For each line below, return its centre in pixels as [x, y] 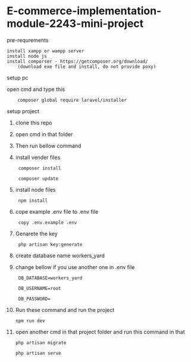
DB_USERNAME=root [40, 288]
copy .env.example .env [48, 222]
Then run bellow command [48, 146]
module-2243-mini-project [75, 24]
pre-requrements [28, 40]
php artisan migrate [41, 343]
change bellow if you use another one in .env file [75, 267]
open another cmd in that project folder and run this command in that [100, 332]
